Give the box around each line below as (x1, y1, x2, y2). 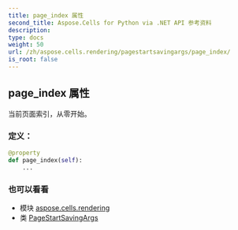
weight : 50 (8, 41, 44, 49)
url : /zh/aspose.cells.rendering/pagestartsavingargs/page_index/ (8, 48, 231, 56)
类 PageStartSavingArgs (19, 213, 99, 222)
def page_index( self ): (8, 156, 83, 164)
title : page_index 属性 (8, 11, 84, 20)
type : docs (8, 33, 44, 42)
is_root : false (8, 56, 58, 64)
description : (8, 26, 51, 34)
